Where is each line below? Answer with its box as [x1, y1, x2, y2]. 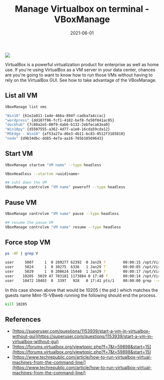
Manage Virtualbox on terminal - [15, 3, 149, 15]
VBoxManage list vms [5, 104, 47, 109]
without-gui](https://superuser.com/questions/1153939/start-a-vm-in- [12, 333, 153, 339]
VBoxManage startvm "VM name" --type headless [5, 163, 102, 167]
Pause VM [5, 198, 37, 207]
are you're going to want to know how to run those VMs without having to [5, 72, 153, 78]
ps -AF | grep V [5, 251, 38, 256]
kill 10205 [5, 302, 27, 307]
